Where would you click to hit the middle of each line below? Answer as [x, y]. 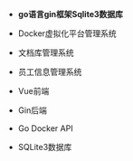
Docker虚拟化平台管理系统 [67, 33]
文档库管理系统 [46, 52]
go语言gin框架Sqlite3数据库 [71, 14]
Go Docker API [46, 128]
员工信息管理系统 [50, 72]
